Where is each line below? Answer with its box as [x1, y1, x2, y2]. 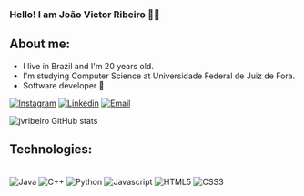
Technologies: [9, 141, 93, 158]
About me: [9, 36, 71, 52]
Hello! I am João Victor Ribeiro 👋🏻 [9, 8, 161, 21]
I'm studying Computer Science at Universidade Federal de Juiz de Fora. [22, 70, 296, 81]
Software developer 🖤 [22, 79, 105, 90]
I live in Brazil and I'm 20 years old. [22, 60, 155, 71]
